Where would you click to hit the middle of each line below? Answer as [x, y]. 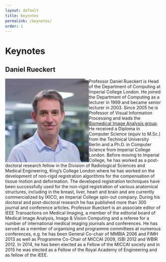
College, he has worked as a [118, 160]
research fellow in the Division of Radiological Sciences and [84, 165]
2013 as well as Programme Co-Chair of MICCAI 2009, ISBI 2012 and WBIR [82, 239]
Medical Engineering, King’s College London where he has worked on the [80, 171]
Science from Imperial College [120, 150]
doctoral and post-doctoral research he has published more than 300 [76, 203]
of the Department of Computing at [125, 87]
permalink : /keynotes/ [28, 21]
